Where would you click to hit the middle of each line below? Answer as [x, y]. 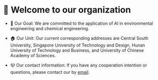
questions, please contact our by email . [50, 72]
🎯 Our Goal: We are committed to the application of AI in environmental [81, 23]
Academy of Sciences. [33, 55]
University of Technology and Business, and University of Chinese [77, 50]
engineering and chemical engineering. [50, 28]
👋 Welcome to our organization [67, 10]
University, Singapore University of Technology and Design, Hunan [78, 45]
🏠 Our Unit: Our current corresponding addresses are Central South [79, 38]
